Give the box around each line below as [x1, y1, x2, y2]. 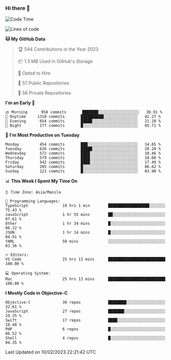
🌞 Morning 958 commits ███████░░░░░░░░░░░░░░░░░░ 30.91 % [5, 110, 162, 115]
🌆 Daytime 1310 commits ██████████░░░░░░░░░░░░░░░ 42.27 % [5, 114, 161, 119]
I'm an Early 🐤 [5, 100, 35, 106]
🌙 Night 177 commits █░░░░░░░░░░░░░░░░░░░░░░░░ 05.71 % [5, 123, 161, 128]
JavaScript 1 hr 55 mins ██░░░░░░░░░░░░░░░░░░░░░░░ [5, 212, 166, 218]
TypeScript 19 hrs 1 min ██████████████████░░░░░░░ [5, 203, 166, 208]
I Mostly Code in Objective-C [5, 290, 68, 296]
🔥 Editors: [5, 252, 29, 257]
